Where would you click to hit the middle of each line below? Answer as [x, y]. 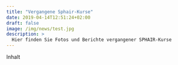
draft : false [23, 23]
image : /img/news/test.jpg [40, 29]
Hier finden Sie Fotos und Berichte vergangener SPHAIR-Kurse [92, 40]
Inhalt [13, 57]
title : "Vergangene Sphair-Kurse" [50, 12]
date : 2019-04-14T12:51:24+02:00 [48, 17]
